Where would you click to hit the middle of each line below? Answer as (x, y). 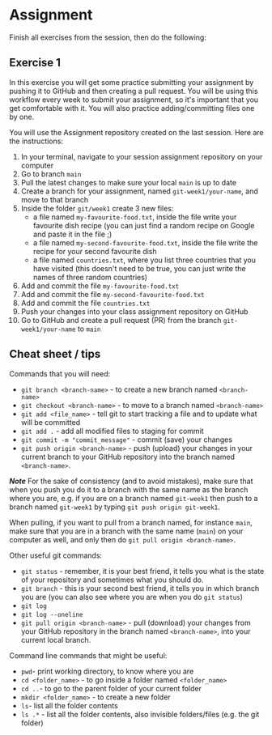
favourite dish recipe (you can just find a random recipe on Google (144, 225)
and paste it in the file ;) (72, 234)
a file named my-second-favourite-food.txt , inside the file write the (145, 242)
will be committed (51, 422)
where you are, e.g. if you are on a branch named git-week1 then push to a (134, 498)
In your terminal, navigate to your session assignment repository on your (142, 156)
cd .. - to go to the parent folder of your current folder (111, 688)
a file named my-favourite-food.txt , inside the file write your (135, 217)
